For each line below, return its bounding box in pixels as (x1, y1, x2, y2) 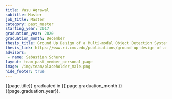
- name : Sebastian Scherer (7, 54, 66, 60)
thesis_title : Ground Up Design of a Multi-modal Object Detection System (5, 41, 168, 46)
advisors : (5, 50, 27, 55)
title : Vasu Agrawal (5, 7, 50, 13)
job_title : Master (5, 17, 45, 22)
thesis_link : (5, 45, 33, 50)
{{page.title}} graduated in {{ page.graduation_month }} (5, 83, 123, 89)
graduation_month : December (5, 36, 66, 41)
